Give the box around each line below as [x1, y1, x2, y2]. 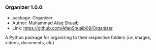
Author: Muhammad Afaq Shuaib [12, 20, 79, 26]
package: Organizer [12, 15, 53, 21]
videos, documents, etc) [5, 40, 55, 46]
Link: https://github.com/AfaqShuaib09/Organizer [12, 25, 113, 31]
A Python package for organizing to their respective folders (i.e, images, [5, 34, 152, 40]
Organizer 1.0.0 [5, 4, 43, 11]
